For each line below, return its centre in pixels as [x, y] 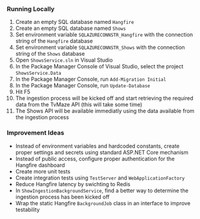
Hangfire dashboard [40, 165]
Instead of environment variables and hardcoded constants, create [97, 146]
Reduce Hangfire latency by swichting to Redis [73, 184]
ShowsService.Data [38, 74]
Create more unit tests [43, 171]
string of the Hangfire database [54, 41]
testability [27, 209]
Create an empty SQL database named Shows [70, 28]
